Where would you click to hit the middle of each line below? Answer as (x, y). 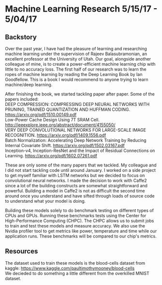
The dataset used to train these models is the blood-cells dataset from (75, 263)
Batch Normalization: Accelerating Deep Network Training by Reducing (76, 140)
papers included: (22, 99)
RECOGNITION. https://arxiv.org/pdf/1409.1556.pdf (56, 135)
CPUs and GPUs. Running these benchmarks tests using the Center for (76, 216)
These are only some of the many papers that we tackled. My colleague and (81, 165)
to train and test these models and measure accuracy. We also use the (75, 226)
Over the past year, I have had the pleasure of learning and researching (76, 49)
